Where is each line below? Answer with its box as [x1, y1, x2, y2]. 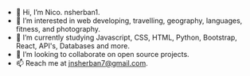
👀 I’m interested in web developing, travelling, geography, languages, [15, 16, 243, 25]
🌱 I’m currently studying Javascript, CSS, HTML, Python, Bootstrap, [15, 32, 237, 42]
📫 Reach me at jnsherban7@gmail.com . [15, 59, 149, 67]
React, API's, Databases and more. [15, 41, 130, 51]
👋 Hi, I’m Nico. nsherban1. [15, 8, 100, 17]
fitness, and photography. [15, 25, 101, 33]
